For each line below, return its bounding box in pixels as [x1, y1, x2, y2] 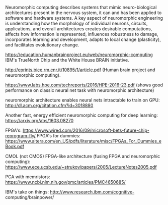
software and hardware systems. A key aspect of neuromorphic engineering [5, 15, 163, 21]
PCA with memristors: [5, 174, 50, 180]
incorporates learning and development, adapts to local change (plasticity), [5, 36, 161, 42]
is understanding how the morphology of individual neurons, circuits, [5, 20, 148, 26]
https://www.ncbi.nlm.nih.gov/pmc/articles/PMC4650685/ [5, 179, 126, 185]
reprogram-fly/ [5, 133, 36, 138]
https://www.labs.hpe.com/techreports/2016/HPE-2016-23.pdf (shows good [5, 82, 163, 88]
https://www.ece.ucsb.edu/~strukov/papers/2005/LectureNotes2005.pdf [5, 164, 157, 170]
